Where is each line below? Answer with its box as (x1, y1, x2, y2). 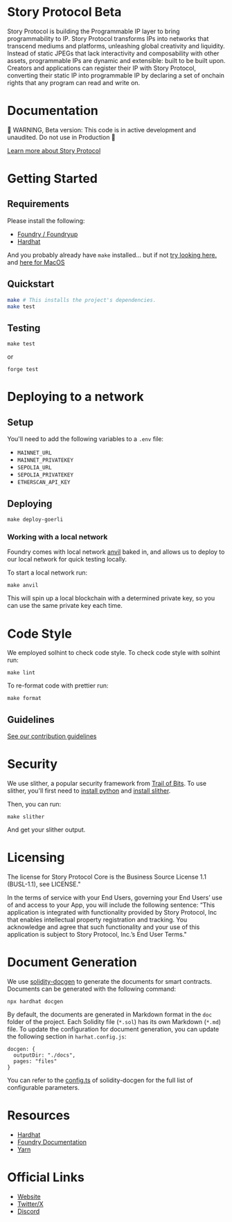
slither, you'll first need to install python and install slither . (7, 787, 171, 795)
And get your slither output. (7, 825, 86, 834)
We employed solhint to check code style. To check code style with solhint (7, 649, 220, 657)
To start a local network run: (7, 568, 88, 577)
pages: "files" (13, 1057, 57, 1065)
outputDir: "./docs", (13, 1052, 76, 1059)
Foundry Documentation (17, 1138, 87, 1146)
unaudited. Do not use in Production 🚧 (7, 133, 116, 141)
